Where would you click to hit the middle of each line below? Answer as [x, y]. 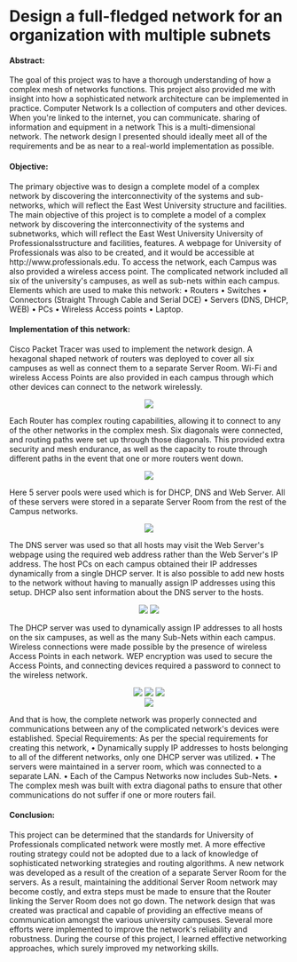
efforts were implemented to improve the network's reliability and [129, 929]
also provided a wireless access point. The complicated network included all [148, 271]
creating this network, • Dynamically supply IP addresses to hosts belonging [149, 747]
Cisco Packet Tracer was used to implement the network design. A [131, 349]
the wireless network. [49, 675]
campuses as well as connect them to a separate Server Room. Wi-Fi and [143, 368]
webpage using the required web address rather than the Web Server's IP [144, 554]
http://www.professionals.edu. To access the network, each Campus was [143, 262]
